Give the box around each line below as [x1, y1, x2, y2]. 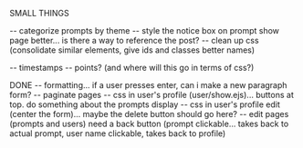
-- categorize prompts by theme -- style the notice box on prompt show [9, 25, 280, 35]
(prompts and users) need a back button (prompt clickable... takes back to [9, 118, 289, 129]
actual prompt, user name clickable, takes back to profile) [9, 128, 226, 139]
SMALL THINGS [9, 8, 70, 18]
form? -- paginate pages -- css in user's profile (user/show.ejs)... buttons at [9, 90, 294, 100]
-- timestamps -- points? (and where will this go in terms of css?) [9, 63, 255, 73]
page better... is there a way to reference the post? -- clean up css [9, 35, 259, 45]
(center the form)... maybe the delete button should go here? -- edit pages [9, 109, 289, 119]
